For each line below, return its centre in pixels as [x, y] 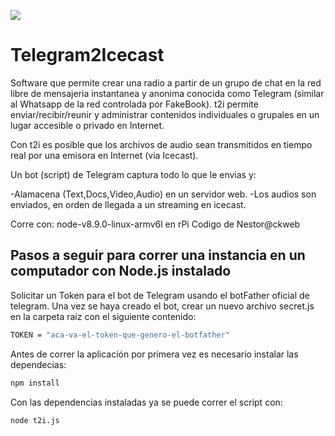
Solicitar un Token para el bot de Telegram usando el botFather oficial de [160, 295]
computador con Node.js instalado [121, 271]
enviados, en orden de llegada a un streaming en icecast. [128, 204]
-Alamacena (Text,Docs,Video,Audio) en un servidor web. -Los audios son [163, 194]
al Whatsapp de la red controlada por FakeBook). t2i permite [134, 104]
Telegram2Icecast [87, 55]
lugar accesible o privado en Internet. [87, 125]
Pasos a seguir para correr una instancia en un [158, 255]
